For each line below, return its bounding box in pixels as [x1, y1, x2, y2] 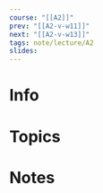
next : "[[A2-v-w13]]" [9, 30, 90, 39]
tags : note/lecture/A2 [9, 38, 94, 48]
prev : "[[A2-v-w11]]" [9, 22, 90, 31]
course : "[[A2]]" [9, 13, 74, 22]
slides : [9, 47, 39, 56]
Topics [9, 127, 61, 146]
